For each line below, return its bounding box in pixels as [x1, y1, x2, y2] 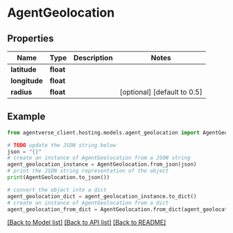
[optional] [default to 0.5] [119, 87, 202, 96]
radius [10, 87, 33, 96]
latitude [10, 64, 37, 74]
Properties [7, 33, 54, 44]
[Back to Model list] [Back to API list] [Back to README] [7, 218, 166, 227]
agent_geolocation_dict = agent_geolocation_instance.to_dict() [7, 193, 197, 200]
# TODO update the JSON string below [7, 141, 116, 148]
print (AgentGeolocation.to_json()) [7, 174, 110, 181]
